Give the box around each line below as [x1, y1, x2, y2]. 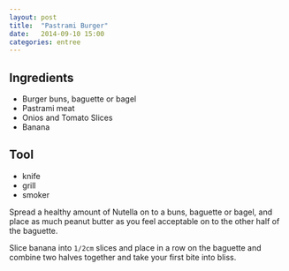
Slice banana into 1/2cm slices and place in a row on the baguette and [9, 242, 262, 252]
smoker [21, 189, 50, 199]
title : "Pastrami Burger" [9, 21, 109, 30]
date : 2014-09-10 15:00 [9, 29, 104, 38]
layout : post [9, 12, 57, 22]
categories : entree [9, 37, 81, 47]
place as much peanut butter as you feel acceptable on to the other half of [9, 215, 280, 226]
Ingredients [9, 70, 74, 85]
